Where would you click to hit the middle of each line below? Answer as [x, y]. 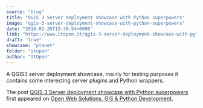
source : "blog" [25, 12]
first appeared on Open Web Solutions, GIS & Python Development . [90, 98]
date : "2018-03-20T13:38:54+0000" [50, 29]
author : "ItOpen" [28, 57]
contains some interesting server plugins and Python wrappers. [85, 80]
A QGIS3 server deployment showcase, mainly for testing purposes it [92, 74]
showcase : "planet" [31, 46]
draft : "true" [24, 40]
